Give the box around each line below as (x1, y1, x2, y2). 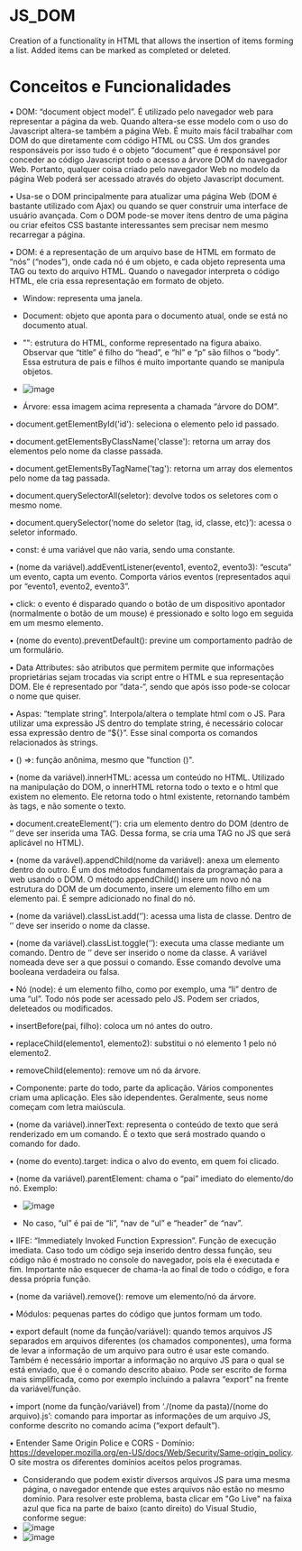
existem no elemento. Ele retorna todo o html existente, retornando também (9, 791, 290, 802)
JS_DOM (9, 5, 76, 26)
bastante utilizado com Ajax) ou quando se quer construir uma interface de (9, 200, 288, 211)
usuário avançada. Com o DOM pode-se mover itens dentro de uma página (9, 209, 288, 221)
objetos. (22, 366, 53, 377)
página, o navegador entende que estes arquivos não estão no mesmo (22, 1483, 285, 1494)
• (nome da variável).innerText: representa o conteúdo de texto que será (9, 1119, 279, 1130)
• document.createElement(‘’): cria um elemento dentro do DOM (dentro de (9, 818, 289, 829)
